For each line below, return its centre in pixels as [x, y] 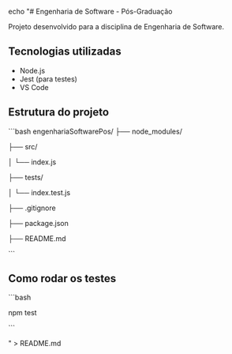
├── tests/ [26, 177]
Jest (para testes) [48, 79]
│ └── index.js [32, 162]
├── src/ [23, 146]
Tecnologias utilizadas [65, 52]
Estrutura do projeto [58, 113]
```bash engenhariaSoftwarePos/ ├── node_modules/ [95, 131]
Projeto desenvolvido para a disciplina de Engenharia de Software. [116, 26]
